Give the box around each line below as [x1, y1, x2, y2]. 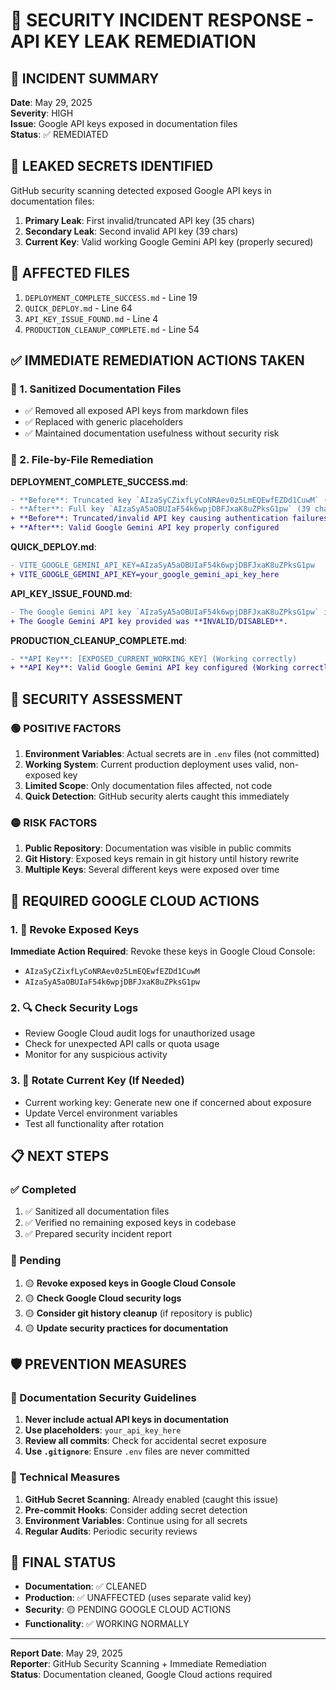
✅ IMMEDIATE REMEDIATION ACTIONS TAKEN [10, 352, 305, 369]
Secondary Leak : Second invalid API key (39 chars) [24, 225, 239, 237]
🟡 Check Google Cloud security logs [24, 1292, 182, 1304]
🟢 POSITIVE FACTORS [10, 721, 122, 735]
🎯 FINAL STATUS [10, 1554, 117, 1571]
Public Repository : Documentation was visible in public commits [24, 842, 292, 854]
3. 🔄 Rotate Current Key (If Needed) [10, 1074, 185, 1088]
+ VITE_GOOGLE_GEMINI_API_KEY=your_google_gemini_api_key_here [10, 569, 280, 579]
